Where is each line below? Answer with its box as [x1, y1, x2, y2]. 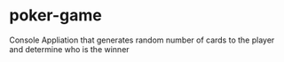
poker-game [9, 5, 102, 26]
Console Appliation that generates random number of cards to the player [9, 35, 275, 45]
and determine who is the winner [9, 43, 130, 54]
